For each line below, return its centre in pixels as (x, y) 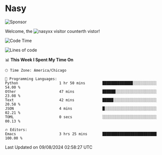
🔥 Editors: (16, 130)
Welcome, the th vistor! (52, 31)
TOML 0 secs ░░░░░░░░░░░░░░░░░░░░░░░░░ (81, 117)
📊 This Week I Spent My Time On (39, 60)
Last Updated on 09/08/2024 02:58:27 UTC (49, 147)
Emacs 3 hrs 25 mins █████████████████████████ (81, 134)
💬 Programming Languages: (31, 79)
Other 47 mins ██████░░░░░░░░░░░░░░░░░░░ (81, 92)
